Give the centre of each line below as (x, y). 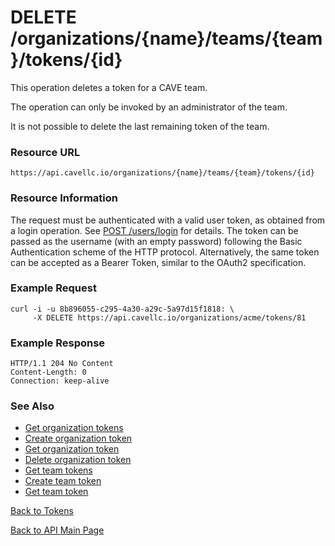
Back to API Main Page (57, 530)
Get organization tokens (74, 428)
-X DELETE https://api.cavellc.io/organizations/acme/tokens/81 (169, 317)
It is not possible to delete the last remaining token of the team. (140, 126)
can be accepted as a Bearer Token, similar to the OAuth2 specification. (158, 262)
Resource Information (64, 198)
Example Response (58, 343)
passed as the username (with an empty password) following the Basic (156, 241)
